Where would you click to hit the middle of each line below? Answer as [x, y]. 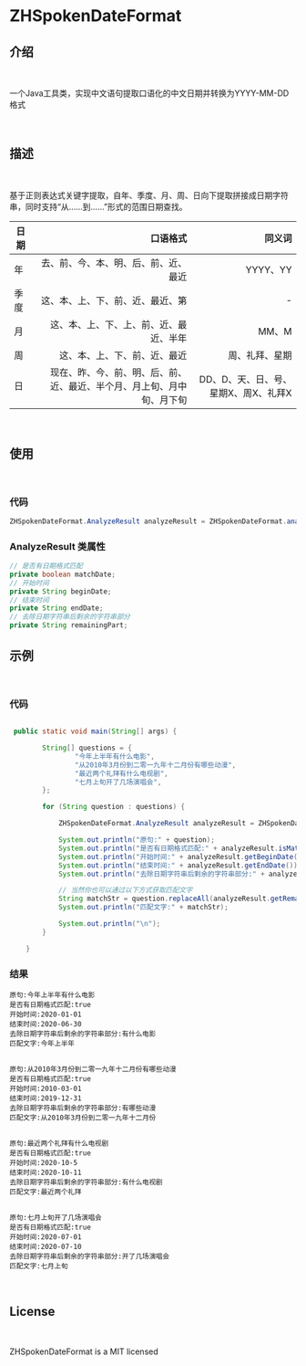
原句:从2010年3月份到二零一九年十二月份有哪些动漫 [93, 1069]
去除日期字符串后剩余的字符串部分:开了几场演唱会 [90, 1256]
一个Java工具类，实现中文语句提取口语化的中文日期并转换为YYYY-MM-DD [149, 93]
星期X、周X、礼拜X [250, 393]
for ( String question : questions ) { [113, 807]
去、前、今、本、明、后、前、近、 [114, 263]
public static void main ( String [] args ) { [95, 731]
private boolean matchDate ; [63, 574]
